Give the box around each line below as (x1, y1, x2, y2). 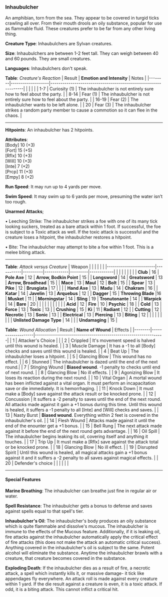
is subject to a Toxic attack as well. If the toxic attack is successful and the (5, 229, 159, 235)
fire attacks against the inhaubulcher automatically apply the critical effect (5, 534, 158, 540)
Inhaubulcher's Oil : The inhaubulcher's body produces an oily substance (5, 518, 156, 524)
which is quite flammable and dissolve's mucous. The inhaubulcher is (5, 523, 148, 529)
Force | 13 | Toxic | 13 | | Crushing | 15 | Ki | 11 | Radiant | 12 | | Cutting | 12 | (5, 306, 162, 312)
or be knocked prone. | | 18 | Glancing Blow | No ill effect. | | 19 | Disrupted (5, 444, 158, 450)
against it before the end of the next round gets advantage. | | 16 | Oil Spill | (5, 428, 160, 434)
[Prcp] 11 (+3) (5, 169, 33, 175)
